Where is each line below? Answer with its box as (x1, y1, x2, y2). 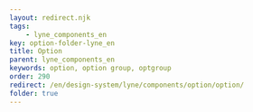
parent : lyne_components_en (9, 55, 116, 64)
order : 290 (9, 72, 51, 81)
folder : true (9, 89, 59, 98)
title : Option (9, 47, 63, 56)
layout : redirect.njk (9, 13, 91, 23)
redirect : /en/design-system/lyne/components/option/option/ (9, 80, 245, 89)
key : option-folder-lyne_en (9, 38, 116, 48)
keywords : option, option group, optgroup (9, 64, 172, 73)
